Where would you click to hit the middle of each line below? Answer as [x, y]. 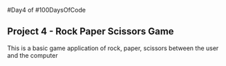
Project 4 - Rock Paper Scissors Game [91, 31]
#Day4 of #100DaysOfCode [47, 10]
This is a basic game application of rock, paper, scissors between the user [113, 48]
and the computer [32, 55]
